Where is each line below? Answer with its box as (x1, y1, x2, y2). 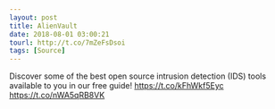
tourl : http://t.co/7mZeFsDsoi (9, 38, 126, 47)
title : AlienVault (9, 21, 78, 30)
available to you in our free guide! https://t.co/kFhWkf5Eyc (9, 80, 224, 91)
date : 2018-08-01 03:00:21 (9, 29, 110, 38)
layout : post (9, 13, 58, 22)
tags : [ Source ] (9, 46, 66, 55)
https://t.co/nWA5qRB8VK (9, 90, 105, 101)
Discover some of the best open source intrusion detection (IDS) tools (9, 71, 266, 81)
